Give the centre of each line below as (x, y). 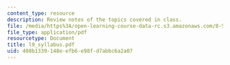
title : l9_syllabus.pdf (41, 45)
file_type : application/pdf (47, 32)
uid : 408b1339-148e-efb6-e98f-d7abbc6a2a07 (70, 51)
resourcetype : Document (41, 39)
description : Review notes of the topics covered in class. (95, 20)
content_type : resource (41, 13)
